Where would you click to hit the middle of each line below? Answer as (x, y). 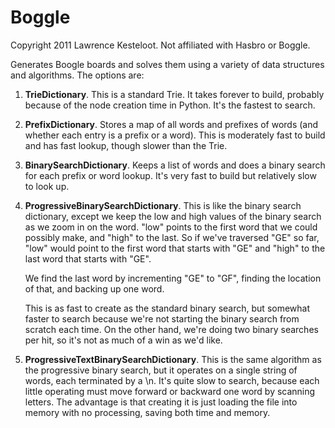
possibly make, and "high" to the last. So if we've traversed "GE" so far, (172, 237)
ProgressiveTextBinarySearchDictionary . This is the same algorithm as (173, 359)
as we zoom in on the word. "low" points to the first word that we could (171, 227)
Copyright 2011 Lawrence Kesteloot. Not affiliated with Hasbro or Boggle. (160, 45)
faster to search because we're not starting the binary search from (162, 318)
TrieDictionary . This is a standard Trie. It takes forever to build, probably (174, 94)
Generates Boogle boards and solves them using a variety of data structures (167, 64)
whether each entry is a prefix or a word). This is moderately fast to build (175, 135)
